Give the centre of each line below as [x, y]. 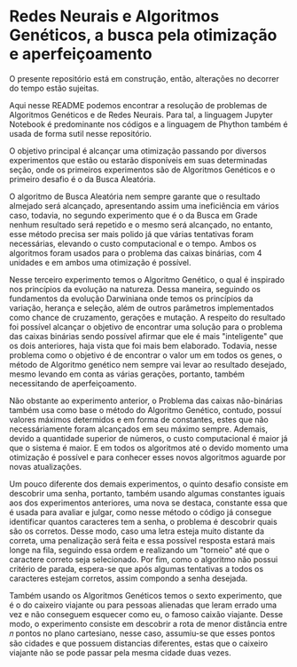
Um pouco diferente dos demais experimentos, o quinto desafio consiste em [149, 484]
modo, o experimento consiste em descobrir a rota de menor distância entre [148, 623]
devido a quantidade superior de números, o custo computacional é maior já [148, 438]
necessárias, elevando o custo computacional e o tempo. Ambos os [133, 243]
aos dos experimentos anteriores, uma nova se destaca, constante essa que [148, 503]
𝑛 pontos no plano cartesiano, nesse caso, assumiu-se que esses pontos [142, 633]
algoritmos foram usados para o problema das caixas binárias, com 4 [136, 253]
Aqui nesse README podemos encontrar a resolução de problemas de [138, 105]
